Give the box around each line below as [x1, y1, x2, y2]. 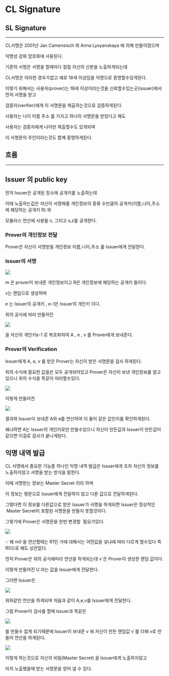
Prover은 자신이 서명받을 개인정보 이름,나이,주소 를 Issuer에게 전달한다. [5, 243, 146, 249]
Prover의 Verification [5, 346, 57, 353]
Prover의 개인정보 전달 [5, 231, 58, 238]
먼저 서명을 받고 [5, 92, 37, 97]
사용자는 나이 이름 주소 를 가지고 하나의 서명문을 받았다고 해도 [5, 113, 126, 119]
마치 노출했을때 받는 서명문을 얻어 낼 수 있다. [5, 665, 93, 672]
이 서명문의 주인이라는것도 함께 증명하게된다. [5, 135, 93, 140]
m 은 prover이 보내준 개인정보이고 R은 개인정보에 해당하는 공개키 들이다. [5, 279, 147, 286]
